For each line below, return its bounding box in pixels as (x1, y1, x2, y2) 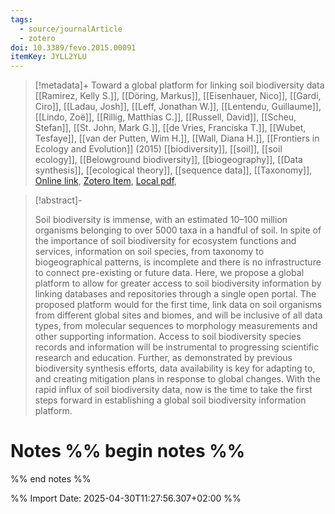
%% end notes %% (10, 473, 92, 485)
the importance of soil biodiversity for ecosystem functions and (34, 235, 297, 247)
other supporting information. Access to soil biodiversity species (34, 331, 302, 343)
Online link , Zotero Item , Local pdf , (34, 175, 177, 187)
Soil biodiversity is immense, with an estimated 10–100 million (34, 214, 288, 226)
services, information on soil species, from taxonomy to (34, 246, 265, 258)
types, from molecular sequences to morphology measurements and (34, 320, 318, 332)
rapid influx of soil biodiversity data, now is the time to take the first (34, 384, 313, 396)
